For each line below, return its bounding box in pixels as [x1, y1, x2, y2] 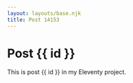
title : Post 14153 [7, 16, 60, 23]
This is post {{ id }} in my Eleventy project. [7, 68, 127, 76]
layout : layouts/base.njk [7, 10, 81, 17]
